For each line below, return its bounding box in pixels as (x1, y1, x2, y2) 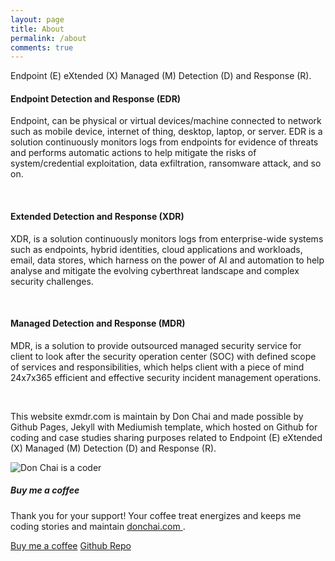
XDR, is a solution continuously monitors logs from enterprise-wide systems (10, 232, 324, 245)
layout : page (10, 14, 65, 25)
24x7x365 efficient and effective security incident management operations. (10, 371, 322, 383)
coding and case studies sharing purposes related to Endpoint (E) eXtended (10, 431, 323, 443)
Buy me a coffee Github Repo (10, 539, 132, 551)
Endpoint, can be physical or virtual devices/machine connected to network (10, 115, 322, 127)
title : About (10, 24, 65, 34)
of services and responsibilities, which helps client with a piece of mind (10, 361, 305, 373)
